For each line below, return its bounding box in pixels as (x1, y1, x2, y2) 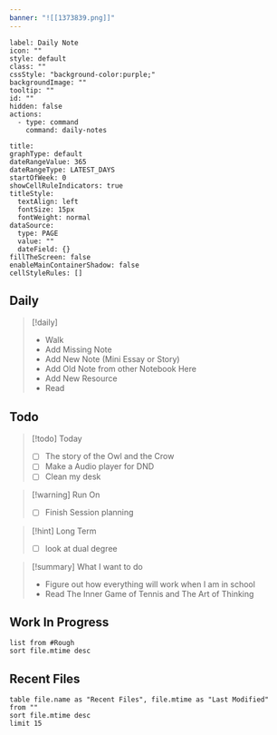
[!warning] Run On (31, 489, 100, 500)
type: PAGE (17, 229, 59, 238)
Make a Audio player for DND (44, 461, 155, 472)
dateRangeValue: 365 (9, 157, 88, 166)
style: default (9, 54, 67, 64)
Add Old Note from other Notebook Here (44, 364, 197, 375)
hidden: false (9, 102, 63, 111)
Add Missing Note (44, 344, 112, 355)
